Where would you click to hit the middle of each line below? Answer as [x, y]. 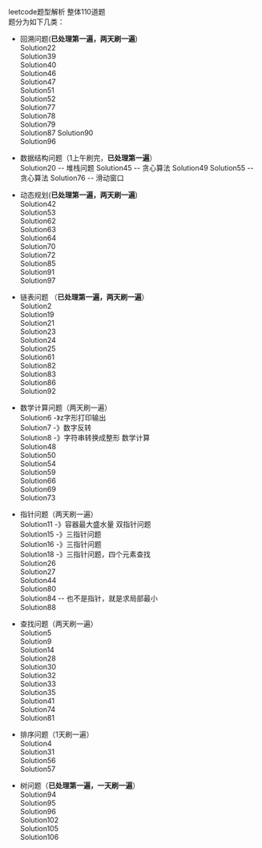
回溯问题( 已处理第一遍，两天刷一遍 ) [79, 39]
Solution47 [38, 82]
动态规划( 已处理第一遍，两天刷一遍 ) [79, 195]
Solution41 [37, 701]
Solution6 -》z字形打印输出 [63, 418]
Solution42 [38, 204]
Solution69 [38, 489]
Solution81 [37, 718]
